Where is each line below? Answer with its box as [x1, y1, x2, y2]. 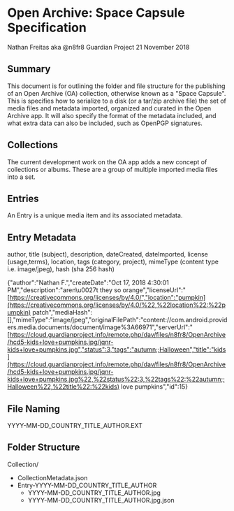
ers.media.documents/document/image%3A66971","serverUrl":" [7, 323, 193, 331]
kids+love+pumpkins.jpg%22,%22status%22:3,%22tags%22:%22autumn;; [7, 375, 225, 384]
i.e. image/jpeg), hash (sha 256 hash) [7, 265, 115, 273]
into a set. [7, 173, 36, 181]
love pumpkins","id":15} [121, 382, 189, 391]
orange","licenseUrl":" [122, 286, 187, 294]
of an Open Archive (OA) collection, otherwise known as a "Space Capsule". [7, 89, 226, 97]
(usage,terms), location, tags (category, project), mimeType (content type [7, 257, 219, 266]
